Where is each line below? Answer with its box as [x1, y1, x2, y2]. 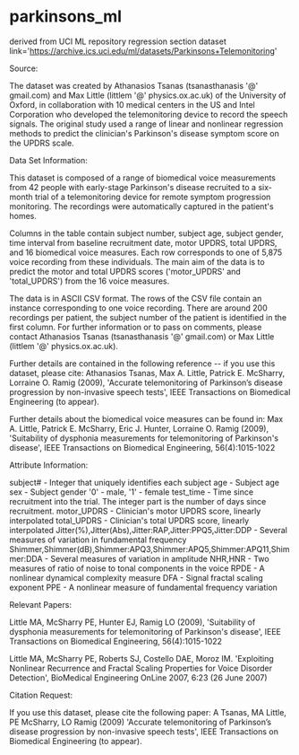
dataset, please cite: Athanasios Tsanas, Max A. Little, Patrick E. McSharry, [9, 367, 286, 378]
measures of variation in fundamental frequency [9, 534, 187, 545]
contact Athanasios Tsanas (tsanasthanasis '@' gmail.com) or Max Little [9, 330, 275, 342]
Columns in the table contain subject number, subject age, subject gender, [9, 227, 284, 239]
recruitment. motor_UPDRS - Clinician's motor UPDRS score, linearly [9, 505, 261, 516]
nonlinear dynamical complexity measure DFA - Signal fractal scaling [9, 572, 264, 583]
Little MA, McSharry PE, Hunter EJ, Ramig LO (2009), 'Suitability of [9, 617, 256, 628]
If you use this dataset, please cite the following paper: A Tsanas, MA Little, [9, 707, 286, 717]
